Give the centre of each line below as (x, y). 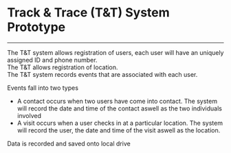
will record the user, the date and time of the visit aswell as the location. (119, 130)
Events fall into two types (43, 88)
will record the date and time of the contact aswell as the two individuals (119, 108)
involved (29, 115)
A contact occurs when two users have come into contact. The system (117, 101)
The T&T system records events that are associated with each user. (102, 74)
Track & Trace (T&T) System (88, 13)
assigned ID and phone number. (52, 60)
